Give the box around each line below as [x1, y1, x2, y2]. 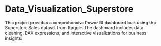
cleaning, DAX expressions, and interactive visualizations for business [5, 30, 147, 36]
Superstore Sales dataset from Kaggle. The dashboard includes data [5, 24, 144, 30]
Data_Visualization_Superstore [5, 3, 134, 15]
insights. [5, 35, 23, 41]
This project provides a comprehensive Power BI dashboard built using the [5, 20, 156, 25]
